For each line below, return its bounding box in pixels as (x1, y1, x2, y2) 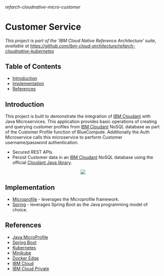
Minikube (12, 250, 32, 256)
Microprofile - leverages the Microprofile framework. (12, 196, 120, 202)
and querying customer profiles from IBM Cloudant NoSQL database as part (5, 124, 160, 130)
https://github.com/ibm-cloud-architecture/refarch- (30, 42, 136, 49)
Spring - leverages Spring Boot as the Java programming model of (12, 201, 148, 207)
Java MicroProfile (12, 234, 48, 240)
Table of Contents (5, 62, 62, 71)
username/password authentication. (5, 140, 79, 146)
